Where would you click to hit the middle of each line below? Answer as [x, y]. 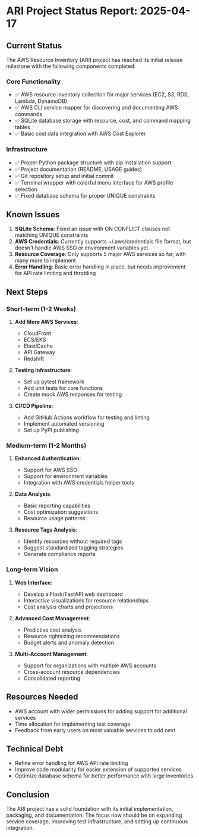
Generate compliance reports [60, 554]
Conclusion [28, 794]
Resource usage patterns [54, 519]
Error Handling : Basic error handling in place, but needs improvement [100, 267]
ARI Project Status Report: [72, 11]
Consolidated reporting [52, 678]
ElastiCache [38, 346]
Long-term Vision [32, 570]
